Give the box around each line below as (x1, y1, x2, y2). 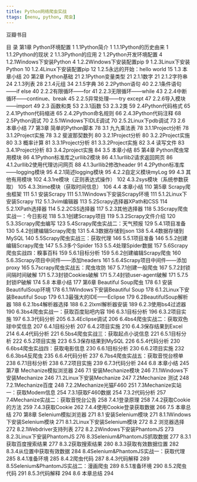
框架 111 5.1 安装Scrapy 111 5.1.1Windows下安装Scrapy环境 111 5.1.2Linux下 (11, 190, 188, 198)
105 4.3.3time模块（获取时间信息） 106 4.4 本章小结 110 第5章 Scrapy (17, 183, 186, 190)
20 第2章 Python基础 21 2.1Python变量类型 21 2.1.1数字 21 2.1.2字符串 (22, 73, 188, 80)
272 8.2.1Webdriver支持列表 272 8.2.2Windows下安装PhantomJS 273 (6, 426, 175, 433)
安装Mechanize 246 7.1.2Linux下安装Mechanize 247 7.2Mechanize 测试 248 (6, 374, 189, 381)
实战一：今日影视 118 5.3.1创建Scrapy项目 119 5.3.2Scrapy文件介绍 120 (6, 212, 176, 219)
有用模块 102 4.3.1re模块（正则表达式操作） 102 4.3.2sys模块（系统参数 (11, 176, 183, 183)
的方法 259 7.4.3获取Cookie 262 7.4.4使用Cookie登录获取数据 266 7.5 (6, 403, 175, 410)
